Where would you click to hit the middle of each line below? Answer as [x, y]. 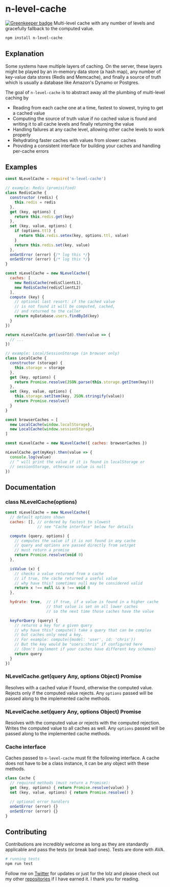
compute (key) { [27, 297]
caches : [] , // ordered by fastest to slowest [60, 522]
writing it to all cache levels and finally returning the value [73, 124]
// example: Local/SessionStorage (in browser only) [63, 354]
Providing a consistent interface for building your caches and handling [87, 146]
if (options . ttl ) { [35, 231]
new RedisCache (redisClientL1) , [49, 283]
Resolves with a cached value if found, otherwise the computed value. [79, 687]
